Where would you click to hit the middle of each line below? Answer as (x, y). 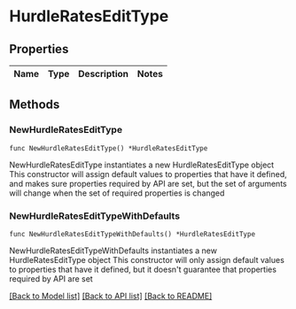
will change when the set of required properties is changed (117, 193)
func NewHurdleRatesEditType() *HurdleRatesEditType (109, 148)
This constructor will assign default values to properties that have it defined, (148, 174)
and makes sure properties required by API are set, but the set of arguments (148, 183)
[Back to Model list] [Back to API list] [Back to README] (111, 296)
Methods (35, 105)
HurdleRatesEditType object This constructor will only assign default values (147, 259)
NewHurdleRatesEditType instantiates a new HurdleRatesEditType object (142, 165)
